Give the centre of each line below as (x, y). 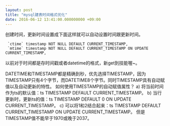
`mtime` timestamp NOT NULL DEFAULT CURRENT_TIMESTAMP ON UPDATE (78, 49)
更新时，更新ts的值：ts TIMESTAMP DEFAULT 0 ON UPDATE (69, 99)
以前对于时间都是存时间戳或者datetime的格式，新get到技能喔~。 (73, 63)
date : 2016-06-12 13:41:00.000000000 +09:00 (53, 19)
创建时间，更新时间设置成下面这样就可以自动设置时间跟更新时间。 (74, 35)
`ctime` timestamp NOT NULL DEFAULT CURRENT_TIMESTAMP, (68, 44)
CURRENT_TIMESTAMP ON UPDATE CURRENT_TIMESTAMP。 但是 (75, 112)
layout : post (19, 10)
